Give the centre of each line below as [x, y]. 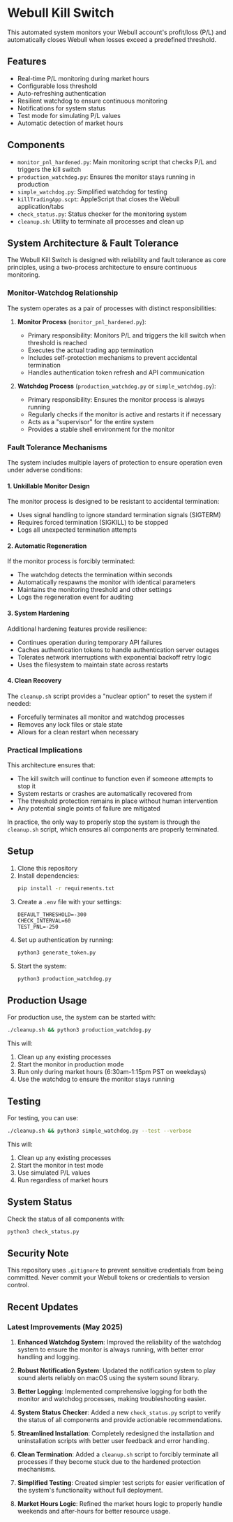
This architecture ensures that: [51, 765]
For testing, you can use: [43, 1118]
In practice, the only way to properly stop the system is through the [104, 822]
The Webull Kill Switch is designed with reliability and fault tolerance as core [117, 260]
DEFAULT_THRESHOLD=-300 [52, 914]
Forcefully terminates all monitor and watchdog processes [101, 717]
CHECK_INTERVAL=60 [44, 920]
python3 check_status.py [43, 1231]
